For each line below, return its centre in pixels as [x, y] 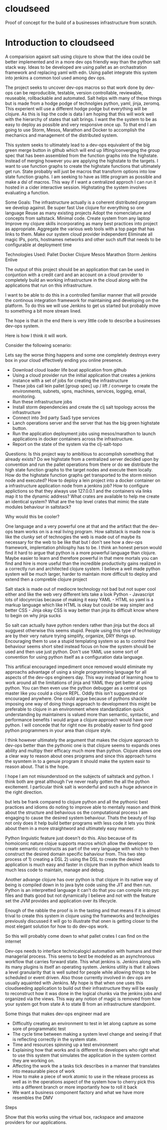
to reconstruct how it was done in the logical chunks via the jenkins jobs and [83, 993]
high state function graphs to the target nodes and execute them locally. [79, 469]
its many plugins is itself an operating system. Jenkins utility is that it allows [83, 967]
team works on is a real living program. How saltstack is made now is [85, 531]
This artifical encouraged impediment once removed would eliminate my [79, 667]
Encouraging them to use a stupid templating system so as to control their [81, 641]
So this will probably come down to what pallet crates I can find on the [77, 936]
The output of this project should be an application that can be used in [77, 269]
